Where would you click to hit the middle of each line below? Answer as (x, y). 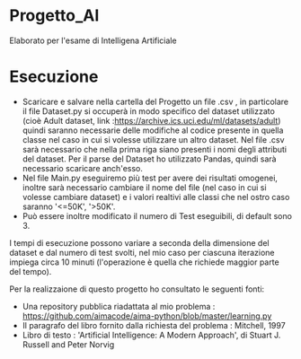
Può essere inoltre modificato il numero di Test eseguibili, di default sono (157, 215)
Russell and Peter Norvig (68, 344)
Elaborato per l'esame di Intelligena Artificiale (93, 40)
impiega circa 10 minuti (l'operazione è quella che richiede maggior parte (145, 262)
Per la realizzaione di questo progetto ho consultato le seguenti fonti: (137, 289)
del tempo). (31, 271)
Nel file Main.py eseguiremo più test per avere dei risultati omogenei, (150, 178)
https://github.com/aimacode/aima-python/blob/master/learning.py (147, 316)
